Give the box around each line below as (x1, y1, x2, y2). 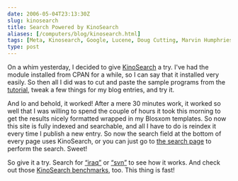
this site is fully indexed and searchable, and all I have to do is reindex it (7, 122, 217, 130)
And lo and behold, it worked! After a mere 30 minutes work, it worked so (7, 99, 221, 107)
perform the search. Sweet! (7, 145, 87, 153)
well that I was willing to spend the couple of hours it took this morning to (7, 107, 221, 115)
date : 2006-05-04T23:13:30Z (7, 10, 91, 18)
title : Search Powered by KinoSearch (7, 23, 119, 31)
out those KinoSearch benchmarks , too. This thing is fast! (7, 166, 175, 174)
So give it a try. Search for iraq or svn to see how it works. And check (7, 158, 221, 167)
